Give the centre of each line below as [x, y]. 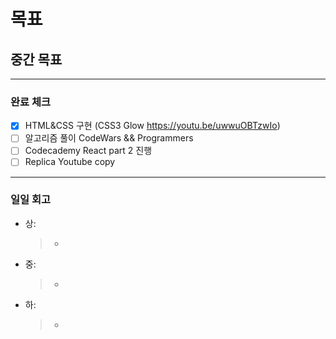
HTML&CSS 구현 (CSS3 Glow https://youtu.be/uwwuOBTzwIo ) [152, 126]
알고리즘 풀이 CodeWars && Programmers [109, 138]
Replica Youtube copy [70, 162]
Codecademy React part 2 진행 [88, 151]
